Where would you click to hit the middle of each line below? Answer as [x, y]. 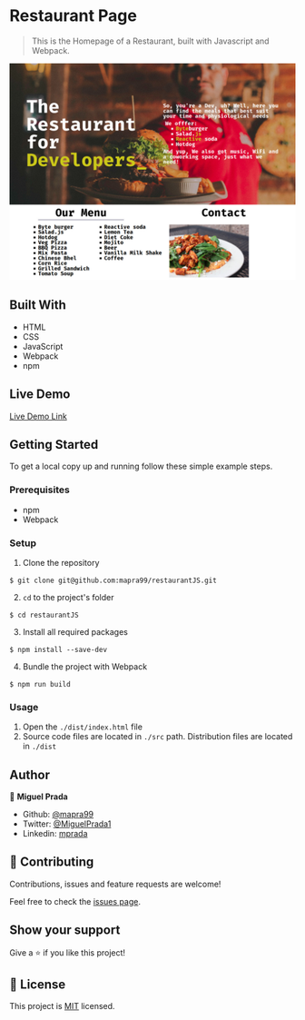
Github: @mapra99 [58, 815]
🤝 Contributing [52, 862]
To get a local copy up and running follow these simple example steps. [141, 466]
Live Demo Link [39, 416]
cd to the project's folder [69, 597]
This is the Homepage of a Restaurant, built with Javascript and [150, 41]
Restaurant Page [74, 16]
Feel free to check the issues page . [75, 901]
